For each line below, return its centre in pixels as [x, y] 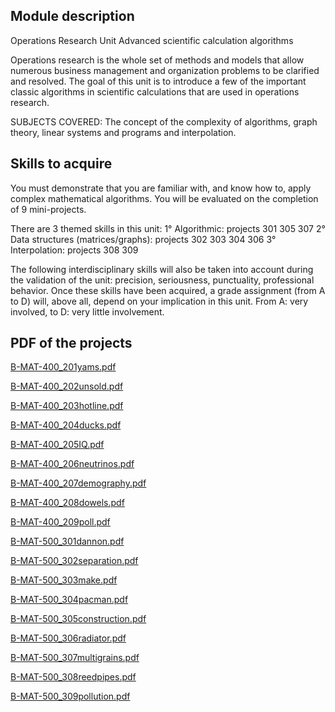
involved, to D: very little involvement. [87, 311]
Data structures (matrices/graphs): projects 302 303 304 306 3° [143, 239]
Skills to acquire [61, 164]
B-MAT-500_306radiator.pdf [68, 638]
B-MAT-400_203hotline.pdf [67, 406]
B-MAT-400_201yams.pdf [63, 367]
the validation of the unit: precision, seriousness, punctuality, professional [162, 280]
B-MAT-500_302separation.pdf [74, 561]
